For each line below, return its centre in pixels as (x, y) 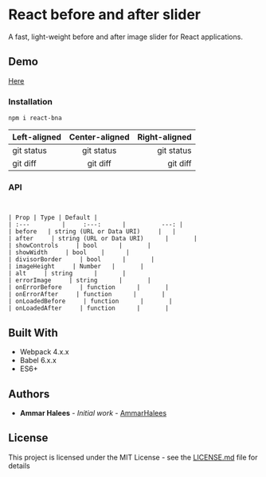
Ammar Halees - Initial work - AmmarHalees (93, 412)
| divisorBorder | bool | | (82, 260)
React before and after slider (105, 15)
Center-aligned (99, 137)
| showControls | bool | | (80, 246)
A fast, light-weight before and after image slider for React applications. (125, 37)
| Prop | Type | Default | (53, 218)
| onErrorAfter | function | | (87, 295)
